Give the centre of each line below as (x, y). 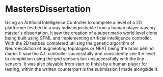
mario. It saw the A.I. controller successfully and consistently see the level (80, 53)
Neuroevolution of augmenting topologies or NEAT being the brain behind (79, 48)
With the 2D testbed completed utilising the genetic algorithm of (70, 43)
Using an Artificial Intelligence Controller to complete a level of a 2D (74, 22)
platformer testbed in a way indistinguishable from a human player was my (81, 27)
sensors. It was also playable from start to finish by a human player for (76, 64)
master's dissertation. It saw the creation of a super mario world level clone (81, 33)
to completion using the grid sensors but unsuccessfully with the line (75, 58)
